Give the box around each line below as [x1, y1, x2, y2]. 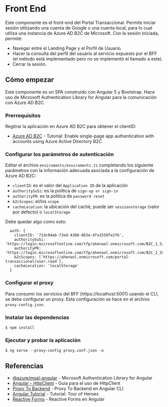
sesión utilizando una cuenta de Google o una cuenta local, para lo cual [5, 24, 152, 30]
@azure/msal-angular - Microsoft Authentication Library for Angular [12, 375, 152, 381]
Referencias [5, 361, 44, 370]
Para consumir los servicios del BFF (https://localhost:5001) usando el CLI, [5, 290, 159, 296]
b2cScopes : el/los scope [12, 198, 59, 204]
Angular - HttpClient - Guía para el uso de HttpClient [12, 380, 121, 386]
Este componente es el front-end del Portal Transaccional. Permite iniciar [5, 19, 156, 25]
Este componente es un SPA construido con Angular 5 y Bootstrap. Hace [5, 88, 155, 95]
